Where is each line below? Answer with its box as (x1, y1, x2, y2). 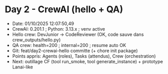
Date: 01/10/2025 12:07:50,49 (12, 20, 75, 27)
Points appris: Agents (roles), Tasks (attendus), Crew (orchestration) (12, 53, 156, 59)
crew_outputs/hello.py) (12, 37, 61, 43)
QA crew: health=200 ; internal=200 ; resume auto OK (12, 42, 126, 48)
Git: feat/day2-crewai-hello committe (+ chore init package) (12, 47, 138, 54)
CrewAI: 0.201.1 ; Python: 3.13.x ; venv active (12, 26, 105, 32)
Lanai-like (12, 64, 33, 70)
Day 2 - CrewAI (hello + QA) (5, 4, 124, 15)
